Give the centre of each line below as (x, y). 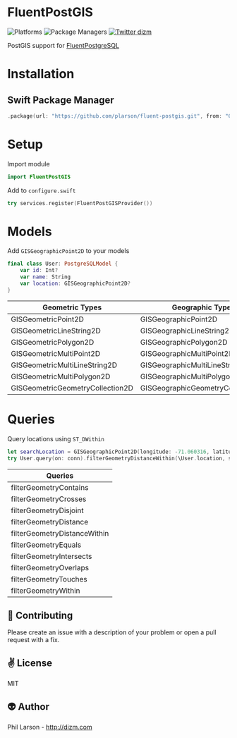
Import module (29, 164)
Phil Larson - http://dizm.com (50, 727)
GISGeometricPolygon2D (53, 342)
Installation (41, 74)
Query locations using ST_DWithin (56, 438)
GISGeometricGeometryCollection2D (72, 388)
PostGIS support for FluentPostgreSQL (63, 45)
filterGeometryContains (50, 487)
